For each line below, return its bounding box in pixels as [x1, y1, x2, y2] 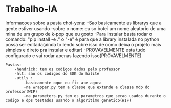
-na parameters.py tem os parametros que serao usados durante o [24, 93, 166, 98]
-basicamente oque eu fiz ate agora [24, 80, 102, 85]
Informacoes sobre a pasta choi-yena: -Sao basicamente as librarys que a [5, 20, 162, 26]
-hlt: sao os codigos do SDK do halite [14, 71, 100, 76]
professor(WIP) [5, 89, 38, 94]
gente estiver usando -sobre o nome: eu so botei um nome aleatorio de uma [5, 25, 166, 31]
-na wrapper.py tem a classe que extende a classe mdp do [24, 85, 150, 90]
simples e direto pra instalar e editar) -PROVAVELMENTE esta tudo [5, 47, 146, 53]
